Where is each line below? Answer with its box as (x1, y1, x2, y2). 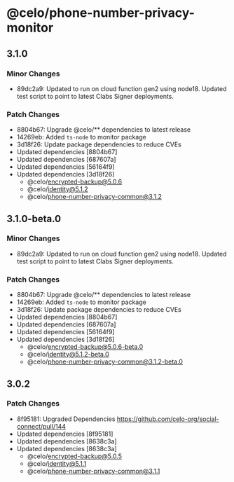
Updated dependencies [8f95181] (16, 429, 113, 438)
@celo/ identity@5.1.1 (27, 459, 87, 467)
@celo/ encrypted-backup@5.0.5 (27, 452, 122, 460)
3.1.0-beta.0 (6, 212, 61, 225)
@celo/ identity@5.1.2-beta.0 (27, 350, 109, 359)
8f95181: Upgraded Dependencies (16, 415, 116, 423)
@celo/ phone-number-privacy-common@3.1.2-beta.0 (27, 357, 184, 366)
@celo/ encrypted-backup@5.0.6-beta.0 (27, 343, 144, 351)
